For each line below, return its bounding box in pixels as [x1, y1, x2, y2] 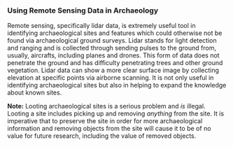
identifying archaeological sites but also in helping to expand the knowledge [7, 81, 227, 90]
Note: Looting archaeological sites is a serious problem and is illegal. [7, 102, 206, 111]
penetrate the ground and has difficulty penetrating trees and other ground [7, 59, 223, 67]
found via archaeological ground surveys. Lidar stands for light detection [7, 36, 217, 45]
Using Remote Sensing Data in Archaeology [7, 6, 159, 15]
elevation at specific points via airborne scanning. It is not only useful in [7, 73, 214, 82]
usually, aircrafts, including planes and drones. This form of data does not [7, 51, 220, 59]
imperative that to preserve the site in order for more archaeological [7, 117, 203, 125]
